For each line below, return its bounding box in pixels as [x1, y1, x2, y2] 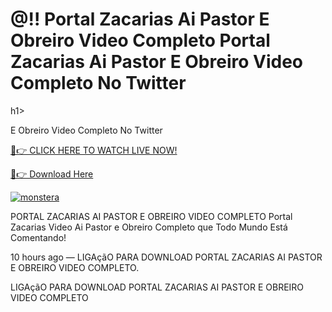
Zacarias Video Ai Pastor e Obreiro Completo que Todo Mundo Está [10, 221, 288, 233]
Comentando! [10, 231, 67, 243]
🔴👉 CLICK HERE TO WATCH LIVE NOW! [10, 144, 178, 156]
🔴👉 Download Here [10, 168, 94, 180]
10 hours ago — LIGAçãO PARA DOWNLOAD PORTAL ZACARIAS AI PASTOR [10, 251, 323, 263]
